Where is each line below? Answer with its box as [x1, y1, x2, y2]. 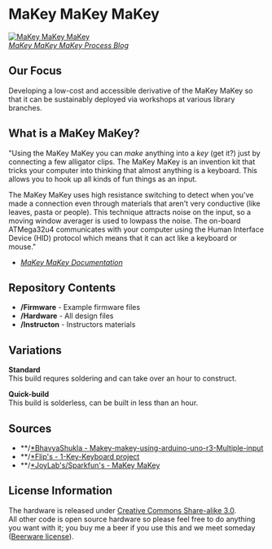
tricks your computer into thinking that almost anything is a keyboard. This [8, 165, 258, 175]
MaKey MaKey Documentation [20, 257, 124, 267]
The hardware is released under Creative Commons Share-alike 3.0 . [8, 505, 237, 515]
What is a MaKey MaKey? [8, 127, 140, 141]
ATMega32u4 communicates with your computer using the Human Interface [8, 224, 265, 234]
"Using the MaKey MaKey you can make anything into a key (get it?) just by [8, 148, 261, 158]
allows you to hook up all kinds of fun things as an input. [8, 174, 197, 184]
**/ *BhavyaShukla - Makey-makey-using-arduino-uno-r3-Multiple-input [20, 443, 264, 452]
